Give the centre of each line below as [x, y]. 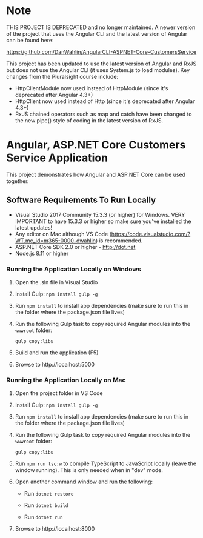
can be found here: [30, 40]
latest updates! [34, 227]
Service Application [57, 158]
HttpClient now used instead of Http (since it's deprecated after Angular [105, 101]
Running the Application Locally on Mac [66, 380]
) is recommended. [119, 241]
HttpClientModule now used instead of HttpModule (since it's [92, 88]
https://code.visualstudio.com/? [151, 234]
